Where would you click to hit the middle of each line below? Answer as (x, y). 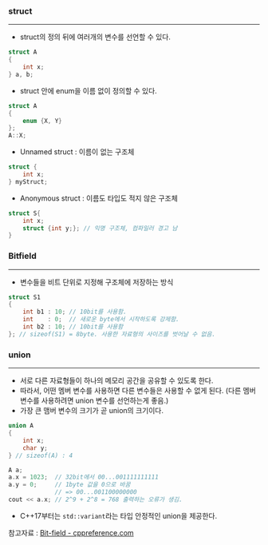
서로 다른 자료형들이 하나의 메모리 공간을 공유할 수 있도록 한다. (116, 380)
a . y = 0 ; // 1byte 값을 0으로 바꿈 (69, 485)
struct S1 (25, 297)
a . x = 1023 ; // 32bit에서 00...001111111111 (84, 477)
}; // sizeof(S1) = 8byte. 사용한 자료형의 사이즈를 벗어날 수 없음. (112, 334)
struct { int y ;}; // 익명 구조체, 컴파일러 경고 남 (100, 228)
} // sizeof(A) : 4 (41, 455)
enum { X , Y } (42, 121)
